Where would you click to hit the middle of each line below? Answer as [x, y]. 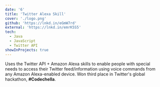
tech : [10, 32]
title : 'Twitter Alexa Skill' [36, 14]
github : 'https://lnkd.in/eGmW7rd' [41, 23]
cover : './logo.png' [26, 18]
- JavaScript [23, 41]
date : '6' [15, 9]
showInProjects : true [27, 50]
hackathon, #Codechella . [31, 79]
